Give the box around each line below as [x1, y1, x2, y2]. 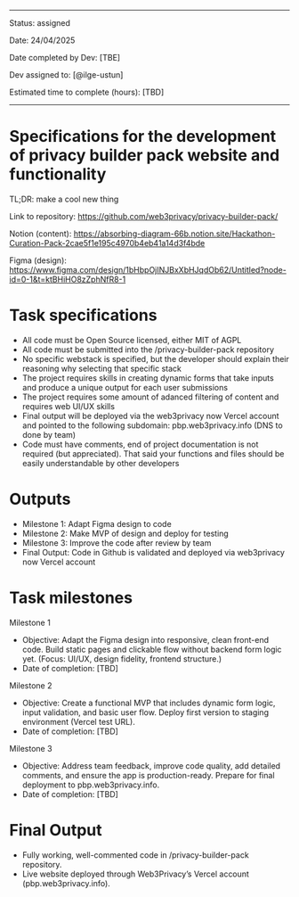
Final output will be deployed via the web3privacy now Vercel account [21, 410, 279, 421]
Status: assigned [9, 18, 71, 28]
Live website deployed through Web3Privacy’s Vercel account [21, 868, 249, 879]
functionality [9, 164, 107, 185]
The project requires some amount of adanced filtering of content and [21, 391, 279, 402]
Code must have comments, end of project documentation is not [21, 439, 259, 449]
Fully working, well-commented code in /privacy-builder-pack [21, 849, 249, 860]
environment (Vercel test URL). [21, 716, 135, 727]
